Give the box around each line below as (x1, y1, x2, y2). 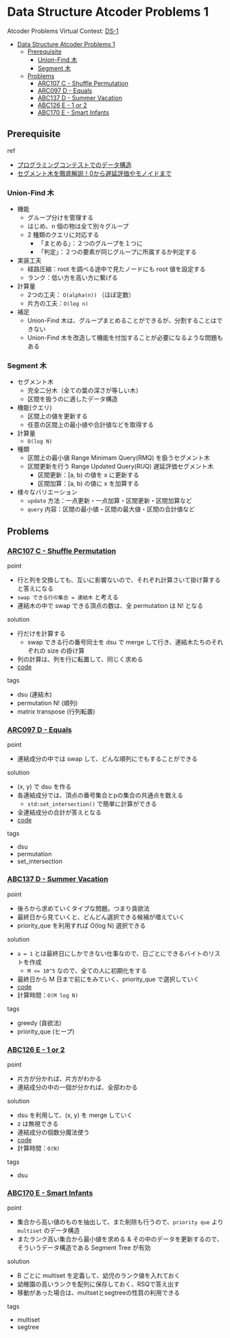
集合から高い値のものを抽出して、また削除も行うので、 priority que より (16, 1218, 224, 1226)
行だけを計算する (16, 629, 66, 638)
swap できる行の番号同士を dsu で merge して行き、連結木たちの (27, 638, 211, 646)
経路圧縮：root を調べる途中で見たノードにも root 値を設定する (27, 265, 206, 273)
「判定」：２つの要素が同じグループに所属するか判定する (37, 248, 197, 256)
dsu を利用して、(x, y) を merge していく (16, 1111, 133, 1119)
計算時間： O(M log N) (16, 991, 79, 999)
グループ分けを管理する (27, 213, 94, 222)
